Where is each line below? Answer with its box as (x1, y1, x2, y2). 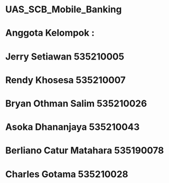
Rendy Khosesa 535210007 (5, 74, 126, 86)
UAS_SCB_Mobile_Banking (5, 4, 122, 15)
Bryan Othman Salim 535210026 (5, 98, 147, 109)
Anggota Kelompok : (5, 27, 95, 39)
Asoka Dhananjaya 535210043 (5, 121, 140, 133)
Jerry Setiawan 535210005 (5, 50, 124, 62)
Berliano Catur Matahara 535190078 (5, 145, 164, 156)
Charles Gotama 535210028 (5, 168, 128, 180)
